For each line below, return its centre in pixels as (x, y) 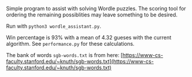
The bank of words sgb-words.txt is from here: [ (65, 55)
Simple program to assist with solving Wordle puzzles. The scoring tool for (96, 9)
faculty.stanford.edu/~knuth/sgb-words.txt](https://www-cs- (80, 61)
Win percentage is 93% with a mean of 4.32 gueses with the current (89, 37)
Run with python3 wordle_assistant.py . (54, 26)
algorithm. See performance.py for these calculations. (70, 44)
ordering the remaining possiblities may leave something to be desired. (92, 15)
